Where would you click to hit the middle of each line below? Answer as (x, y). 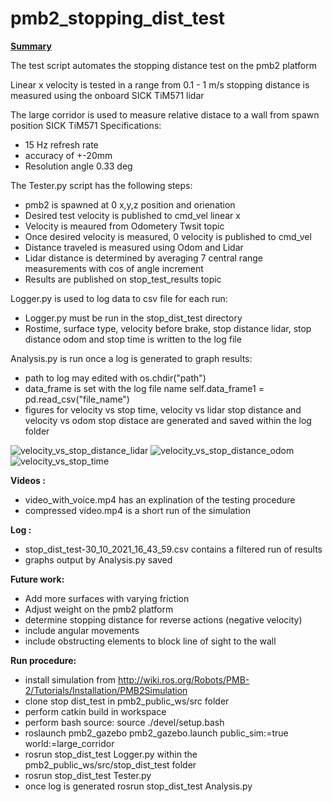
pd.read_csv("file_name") (77, 399)
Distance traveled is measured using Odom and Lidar (134, 247)
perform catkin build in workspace (95, 711)
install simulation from (70, 679)
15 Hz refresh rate (61, 144)
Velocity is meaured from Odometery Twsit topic (124, 226)
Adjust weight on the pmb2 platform (99, 609)
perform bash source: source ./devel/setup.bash (124, 722)
